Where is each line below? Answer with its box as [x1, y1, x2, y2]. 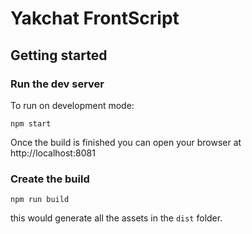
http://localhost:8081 [10, 147, 96, 159]
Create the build [10, 172, 90, 186]
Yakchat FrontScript [10, 7, 180, 30]
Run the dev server [10, 77, 105, 91]
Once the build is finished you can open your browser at [10, 136, 242, 148]
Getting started [10, 47, 108, 64]
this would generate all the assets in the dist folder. [10, 212, 223, 224]
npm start [10, 118, 52, 129]
